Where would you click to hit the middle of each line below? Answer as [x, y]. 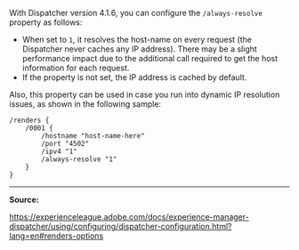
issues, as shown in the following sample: [85, 104]
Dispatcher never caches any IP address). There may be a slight [140, 49]
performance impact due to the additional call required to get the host [150, 58]
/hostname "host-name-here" [93, 136]
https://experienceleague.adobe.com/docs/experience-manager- [129, 217]
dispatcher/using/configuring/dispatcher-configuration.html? [121, 226]
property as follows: [46, 22]
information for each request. [76, 68]
